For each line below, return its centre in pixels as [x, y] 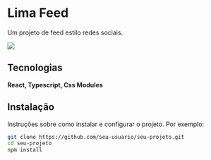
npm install [25, 150]
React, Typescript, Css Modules [55, 85]
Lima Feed [38, 13]
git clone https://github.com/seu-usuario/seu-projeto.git [96, 137]
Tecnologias [35, 68]
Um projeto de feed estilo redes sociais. [65, 32]
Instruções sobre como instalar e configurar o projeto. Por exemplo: [106, 124]
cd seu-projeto [30, 143]
